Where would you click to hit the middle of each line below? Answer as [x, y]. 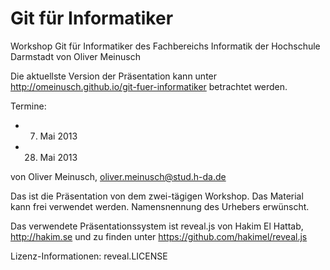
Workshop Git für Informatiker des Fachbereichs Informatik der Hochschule [165, 46]
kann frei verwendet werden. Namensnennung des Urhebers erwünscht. [160, 206]
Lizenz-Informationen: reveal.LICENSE [89, 256]
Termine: [28, 106]
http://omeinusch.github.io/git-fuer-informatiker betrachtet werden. [149, 86]
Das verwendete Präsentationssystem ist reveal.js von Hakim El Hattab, [157, 226]
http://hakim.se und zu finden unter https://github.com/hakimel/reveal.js [159, 236]
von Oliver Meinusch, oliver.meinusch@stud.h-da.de [118, 176]
